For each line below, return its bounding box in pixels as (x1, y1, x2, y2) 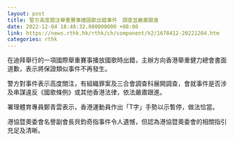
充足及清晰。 (7, 126, 44, 135)
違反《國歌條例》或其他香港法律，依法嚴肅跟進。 (25, 88, 166, 97)
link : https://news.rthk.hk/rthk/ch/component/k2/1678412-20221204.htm (7, 29, 219, 37)
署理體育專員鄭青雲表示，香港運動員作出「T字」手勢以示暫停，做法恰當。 (7, 103, 219, 111)
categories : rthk (7, 36, 58, 43)
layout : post (7, 10, 45, 17)
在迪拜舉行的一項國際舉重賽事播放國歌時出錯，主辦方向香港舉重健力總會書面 (7, 56, 227, 65)
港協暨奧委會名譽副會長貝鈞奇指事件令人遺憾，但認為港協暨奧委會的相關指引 (7, 117, 227, 126)
